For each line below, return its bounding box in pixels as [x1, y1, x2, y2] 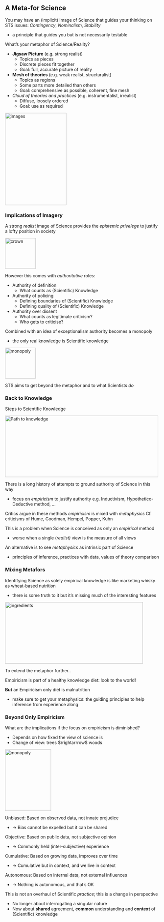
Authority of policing [12, 293, 54, 299]
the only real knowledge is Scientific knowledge [12, 338, 109, 344]
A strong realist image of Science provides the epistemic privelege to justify [5, 223, 158, 229]
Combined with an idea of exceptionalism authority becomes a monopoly [5, 328, 153, 334]
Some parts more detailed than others [19, 82, 96, 88]
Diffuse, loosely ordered [19, 98, 69, 104]
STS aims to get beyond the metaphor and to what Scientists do [5, 383, 134, 388]
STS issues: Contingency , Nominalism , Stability [5, 22, 101, 28]
